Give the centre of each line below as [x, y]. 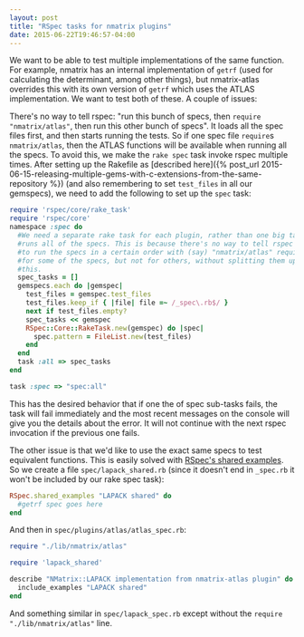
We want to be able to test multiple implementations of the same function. [147, 61]
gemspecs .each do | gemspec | [71, 286]
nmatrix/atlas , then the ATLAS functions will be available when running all [148, 145]
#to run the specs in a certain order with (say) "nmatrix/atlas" [145, 252]
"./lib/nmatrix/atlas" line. [61, 623]
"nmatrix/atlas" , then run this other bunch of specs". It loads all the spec [147, 126]
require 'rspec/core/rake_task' [70, 210]
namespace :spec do [46, 227]
